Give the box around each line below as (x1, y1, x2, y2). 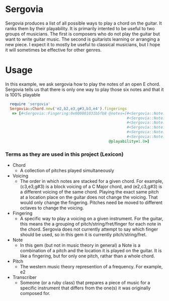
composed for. (20, 290, 50, 296)
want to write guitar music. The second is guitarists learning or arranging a (5, 36, 160, 42)
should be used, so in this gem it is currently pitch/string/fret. (20, 232, 147, 238)
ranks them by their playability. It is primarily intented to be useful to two (5, 25, 155, 31)
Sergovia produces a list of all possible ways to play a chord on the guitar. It (5, 20, 162, 26)
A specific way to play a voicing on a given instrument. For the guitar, (20, 216, 163, 222)
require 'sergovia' (10, 102, 51, 107)
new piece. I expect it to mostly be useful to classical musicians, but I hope (5, 41, 160, 47)
